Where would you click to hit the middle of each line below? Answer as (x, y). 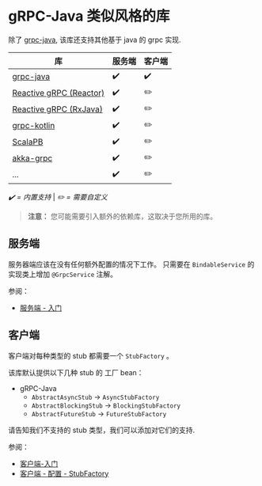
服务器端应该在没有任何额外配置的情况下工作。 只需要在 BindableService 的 (131, 264)
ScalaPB (28, 142)
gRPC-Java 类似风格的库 (89, 16)
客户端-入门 (39, 463)
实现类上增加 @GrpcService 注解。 (63, 274)
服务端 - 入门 (41, 308)
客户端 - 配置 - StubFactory (64, 473)
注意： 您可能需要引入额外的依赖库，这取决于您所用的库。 (122, 216)
